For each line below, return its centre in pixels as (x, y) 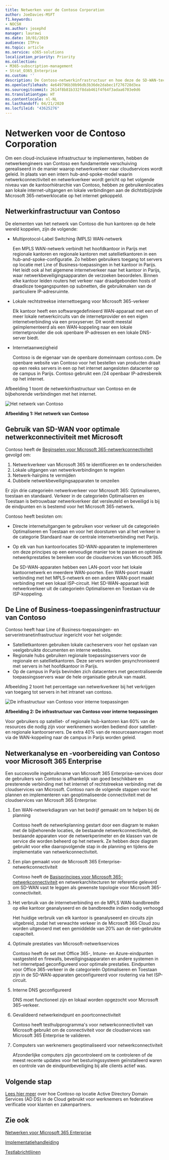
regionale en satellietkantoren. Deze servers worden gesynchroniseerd (86, 661)
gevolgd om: (18, 455)
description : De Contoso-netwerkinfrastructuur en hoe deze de (73, 80)
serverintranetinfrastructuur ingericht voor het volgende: (64, 635)
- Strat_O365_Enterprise (31, 71)
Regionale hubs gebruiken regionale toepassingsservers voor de (79, 655)
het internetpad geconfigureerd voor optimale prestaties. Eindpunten (84, 964)
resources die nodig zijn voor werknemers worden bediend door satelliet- (81, 727)
